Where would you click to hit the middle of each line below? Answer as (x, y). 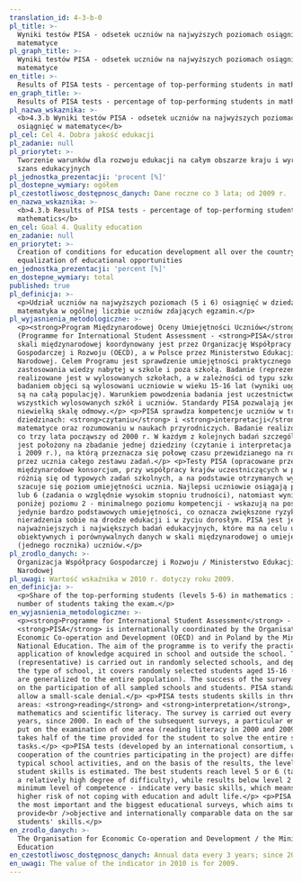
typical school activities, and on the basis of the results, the (144, 763)
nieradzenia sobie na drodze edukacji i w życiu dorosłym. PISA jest (150, 520)
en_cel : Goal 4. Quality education (76, 227)
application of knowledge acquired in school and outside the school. (152, 654)
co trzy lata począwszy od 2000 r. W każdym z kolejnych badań (138, 436)
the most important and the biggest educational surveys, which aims (150, 805)
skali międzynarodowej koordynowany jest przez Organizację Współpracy (155, 344)
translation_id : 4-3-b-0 (56, 18)
